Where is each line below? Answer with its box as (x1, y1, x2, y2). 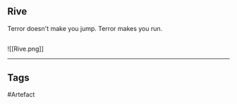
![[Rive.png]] (7, 45, 44, 53)
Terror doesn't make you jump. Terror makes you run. (7, 24, 163, 32)
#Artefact (7, 91, 35, 99)
